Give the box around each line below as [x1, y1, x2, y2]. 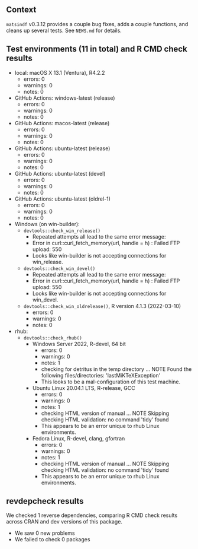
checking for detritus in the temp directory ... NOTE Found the [41, 365, 192, 373]
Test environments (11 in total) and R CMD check [6, 44, 187, 54]
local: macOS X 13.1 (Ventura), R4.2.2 [14, 69, 105, 76]
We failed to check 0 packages [14, 536, 90, 543]
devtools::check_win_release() [23, 228, 101, 234]
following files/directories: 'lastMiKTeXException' [41, 372, 161, 379]
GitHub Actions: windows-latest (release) [14, 94, 115, 101]
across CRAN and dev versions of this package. [6, 518, 123, 525]
